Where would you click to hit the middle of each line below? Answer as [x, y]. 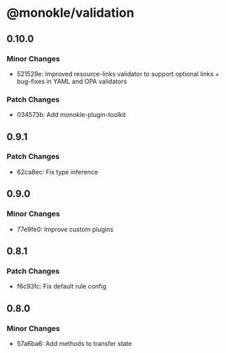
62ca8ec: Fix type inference [57, 172]
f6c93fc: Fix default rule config [61, 286]
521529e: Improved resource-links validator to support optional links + [118, 74]
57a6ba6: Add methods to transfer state [74, 343]
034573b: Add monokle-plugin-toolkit [71, 115]
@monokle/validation [70, 13]
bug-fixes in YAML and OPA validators [72, 81]
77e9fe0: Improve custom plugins [65, 229]
